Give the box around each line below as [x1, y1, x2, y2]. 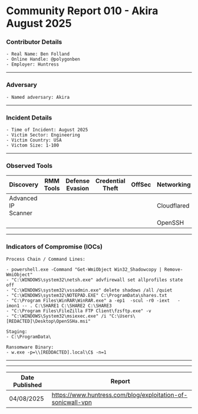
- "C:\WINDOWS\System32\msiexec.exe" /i [6, 313, 107, 319]
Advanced [9, 194, 38, 202]
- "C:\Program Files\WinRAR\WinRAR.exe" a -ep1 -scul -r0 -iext [6, 297, 170, 303]
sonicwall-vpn [51, 398, 93, 406]
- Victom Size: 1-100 [6, 143, 60, 148]
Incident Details [6, 114, 52, 122]
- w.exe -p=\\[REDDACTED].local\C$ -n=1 [6, 349, 107, 355]
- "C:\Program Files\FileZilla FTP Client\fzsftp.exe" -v [6, 308, 151, 314]
